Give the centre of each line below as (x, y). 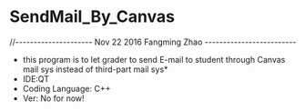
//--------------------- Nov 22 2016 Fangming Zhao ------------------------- (153, 42)
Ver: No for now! (53, 98)
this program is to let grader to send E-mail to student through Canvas (154, 59)
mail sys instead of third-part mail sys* (95, 69)
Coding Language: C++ (66, 88)
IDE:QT (36, 78)
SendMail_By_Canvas (92, 17)
